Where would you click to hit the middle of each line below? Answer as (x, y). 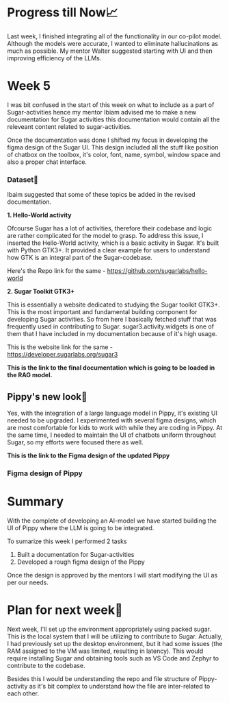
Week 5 (29, 86)
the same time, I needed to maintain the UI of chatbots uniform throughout (112, 435)
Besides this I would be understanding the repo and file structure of (102, 678)
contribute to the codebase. (46, 665)
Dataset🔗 (23, 180)
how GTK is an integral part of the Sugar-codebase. (80, 258)
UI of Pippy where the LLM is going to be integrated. (81, 527)
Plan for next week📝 (65, 610)
